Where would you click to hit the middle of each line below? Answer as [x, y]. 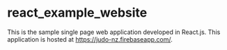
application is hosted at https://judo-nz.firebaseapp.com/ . [90, 39]
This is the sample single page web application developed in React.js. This [114, 32]
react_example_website [77, 13]
